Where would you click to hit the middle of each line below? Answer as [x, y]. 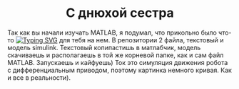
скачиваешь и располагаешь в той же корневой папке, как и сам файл [116, 55]
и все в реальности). [39, 77]
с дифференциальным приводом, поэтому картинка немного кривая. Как [119, 70]
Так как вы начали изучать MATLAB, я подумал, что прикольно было [112, 32]
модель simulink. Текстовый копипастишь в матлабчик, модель [104, 47]
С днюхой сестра [120, 13]
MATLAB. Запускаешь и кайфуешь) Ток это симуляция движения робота [118, 62]
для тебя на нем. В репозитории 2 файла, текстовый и [141, 40]
